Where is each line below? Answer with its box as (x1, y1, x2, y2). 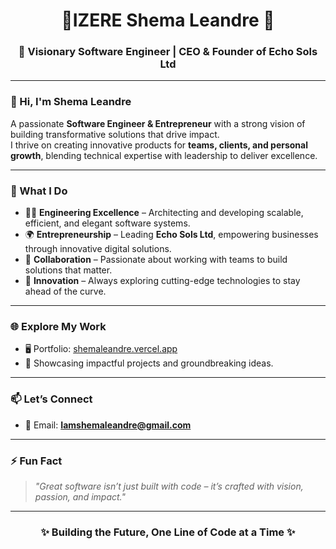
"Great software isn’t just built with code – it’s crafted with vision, (34, 480, 304, 492)
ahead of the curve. (24, 285, 107, 298)
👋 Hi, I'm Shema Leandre (10, 95, 132, 109)
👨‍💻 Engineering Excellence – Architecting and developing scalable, (24, 207, 304, 219)
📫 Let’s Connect (10, 392, 93, 406)
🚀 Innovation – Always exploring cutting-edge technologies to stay (24, 275, 301, 287)
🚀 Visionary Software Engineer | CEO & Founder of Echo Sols (18, 45, 318, 59)
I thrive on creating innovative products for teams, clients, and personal (10, 139, 308, 151)
